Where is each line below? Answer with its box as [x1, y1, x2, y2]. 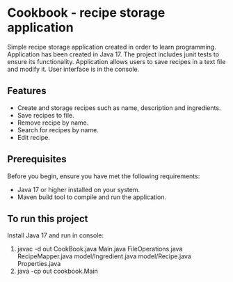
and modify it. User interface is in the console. [7, 65, 140, 73]
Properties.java [17, 260, 61, 268]
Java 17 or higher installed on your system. [17, 185, 140, 194]
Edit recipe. [17, 133, 51, 141]
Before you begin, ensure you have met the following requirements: [7, 172, 200, 180]
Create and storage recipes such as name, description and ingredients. [17, 103, 221, 112]
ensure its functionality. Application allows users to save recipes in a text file [7, 57, 226, 65]
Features [7, 85, 47, 97]
